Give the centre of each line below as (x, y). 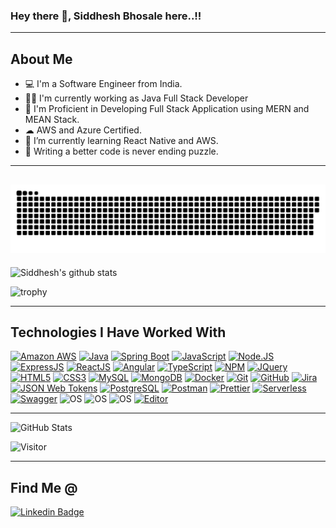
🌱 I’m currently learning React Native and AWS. (121, 141)
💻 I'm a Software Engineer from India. (103, 84)
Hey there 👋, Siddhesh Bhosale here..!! (106, 16)
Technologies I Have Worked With (118, 332)
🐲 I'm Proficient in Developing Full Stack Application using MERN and (167, 109)
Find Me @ (44, 487)
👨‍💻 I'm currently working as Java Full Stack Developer (136, 98)
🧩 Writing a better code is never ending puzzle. (121, 151)
